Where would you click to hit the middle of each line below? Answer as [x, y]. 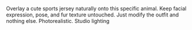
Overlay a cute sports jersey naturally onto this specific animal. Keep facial [96, 9]
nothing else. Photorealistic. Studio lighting [58, 21]
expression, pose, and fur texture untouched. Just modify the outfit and [92, 15]
